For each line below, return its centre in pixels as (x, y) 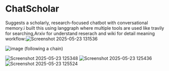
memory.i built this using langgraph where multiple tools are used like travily (85, 28)
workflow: (16, 39)
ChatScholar (32, 9)
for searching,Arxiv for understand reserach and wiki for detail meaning (80, 33)
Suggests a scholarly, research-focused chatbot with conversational (77, 23)
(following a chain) (44, 48)
